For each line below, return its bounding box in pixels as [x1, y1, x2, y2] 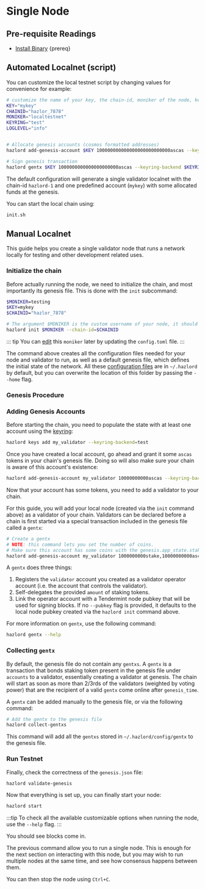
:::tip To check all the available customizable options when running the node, [6, 814, 199, 822]
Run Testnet [6, 755, 43, 763]
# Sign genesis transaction [6, 158, 78, 164]
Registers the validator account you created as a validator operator [15, 576, 186, 583]
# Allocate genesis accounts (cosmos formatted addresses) [6, 142, 160, 148]
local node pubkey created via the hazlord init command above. [15, 608, 180, 615]
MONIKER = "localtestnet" [6, 114, 67, 120]
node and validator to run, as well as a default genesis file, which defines [6, 356, 190, 363]
